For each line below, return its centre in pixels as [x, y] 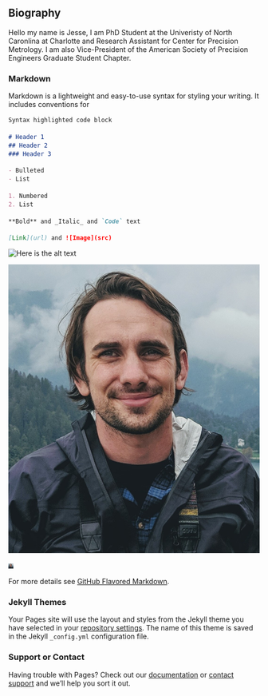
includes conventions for [49, 105]
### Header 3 [30, 154]
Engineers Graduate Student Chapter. [70, 58]
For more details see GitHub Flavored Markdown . [89, 582]
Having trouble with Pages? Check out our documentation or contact [121, 674]
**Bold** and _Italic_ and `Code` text [75, 221]
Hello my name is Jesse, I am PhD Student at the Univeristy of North [120, 32]
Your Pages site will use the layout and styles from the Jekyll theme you [126, 619]
